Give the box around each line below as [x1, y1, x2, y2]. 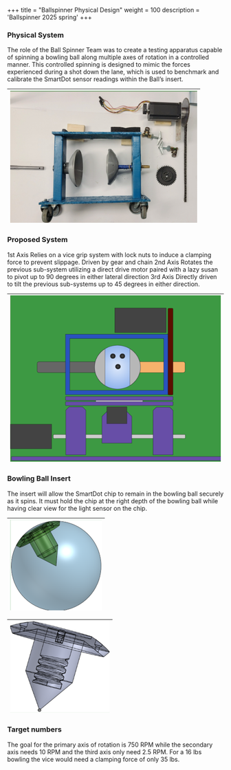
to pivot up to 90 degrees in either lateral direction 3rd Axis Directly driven [7, 272, 217, 280]
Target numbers [7, 725, 62, 734]
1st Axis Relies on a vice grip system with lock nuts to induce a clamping [7, 250, 212, 258]
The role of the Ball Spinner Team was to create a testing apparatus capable [7, 46, 223, 54]
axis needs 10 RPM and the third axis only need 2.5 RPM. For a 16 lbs [7, 747, 202, 756]
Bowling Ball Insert [7, 474, 71, 483]
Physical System [7, 30, 64, 40]
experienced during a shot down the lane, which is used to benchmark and [7, 68, 219, 76]
